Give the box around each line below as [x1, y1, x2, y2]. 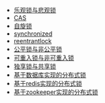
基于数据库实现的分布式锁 [13, 71, 86, 79]
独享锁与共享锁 [13, 62, 56, 70]
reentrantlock [13, 37, 52, 45]
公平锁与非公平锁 [13, 45, 62, 53]
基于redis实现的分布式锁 [13, 80, 82, 87]
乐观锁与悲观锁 [13, 6, 56, 14]
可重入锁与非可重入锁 [13, 54, 74, 62]
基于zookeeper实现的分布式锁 [13, 88, 98, 96]
